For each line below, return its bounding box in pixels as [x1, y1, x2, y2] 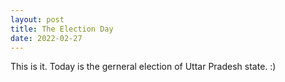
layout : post [10, 14, 65, 25]
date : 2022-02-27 [10, 33, 83, 43]
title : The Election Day [10, 24, 114, 34]
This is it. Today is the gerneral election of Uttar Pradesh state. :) [10, 61, 277, 73]
